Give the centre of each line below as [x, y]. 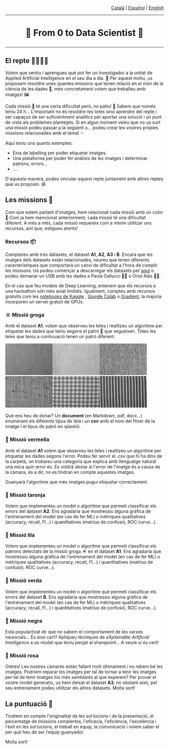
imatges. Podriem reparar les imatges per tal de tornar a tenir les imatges [81, 672]
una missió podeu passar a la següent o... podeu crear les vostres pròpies [82, 128]
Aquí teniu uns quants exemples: [39, 143]
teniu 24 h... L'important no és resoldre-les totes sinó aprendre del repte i [81, 112]
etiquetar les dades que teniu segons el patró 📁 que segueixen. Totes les [80, 331]
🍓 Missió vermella [27, 440]
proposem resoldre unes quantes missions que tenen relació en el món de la [84, 84]
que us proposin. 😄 [26, 184]
